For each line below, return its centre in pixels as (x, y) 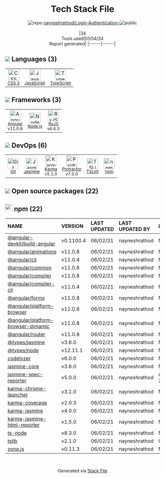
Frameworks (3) (36, 100)
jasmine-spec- (25, 374)
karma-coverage (27, 403)
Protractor (72, 169)
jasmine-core (23, 366)
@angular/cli (22, 259)
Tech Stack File (82, 9)
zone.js (16, 449)
